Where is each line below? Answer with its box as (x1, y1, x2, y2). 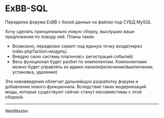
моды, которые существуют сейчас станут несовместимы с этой (5, 89, 142, 95)
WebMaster (5, 108, 28, 114)
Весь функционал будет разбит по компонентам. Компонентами (12, 59, 147, 64)
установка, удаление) (12, 69, 58, 75)
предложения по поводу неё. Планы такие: (5, 34, 95, 39)
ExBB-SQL (5, 3, 48, 14)
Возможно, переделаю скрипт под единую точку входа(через (12, 43, 143, 49)
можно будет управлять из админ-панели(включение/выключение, (12, 64, 154, 70)
